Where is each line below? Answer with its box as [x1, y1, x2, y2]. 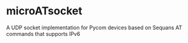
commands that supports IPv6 [6, 30, 81, 37]
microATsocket [6, 4, 82, 18]
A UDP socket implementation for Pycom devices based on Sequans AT [6, 24, 183, 31]
